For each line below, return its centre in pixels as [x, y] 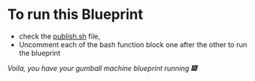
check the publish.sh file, [59, 36]
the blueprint [39, 53]
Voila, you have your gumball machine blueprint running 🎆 [102, 68]
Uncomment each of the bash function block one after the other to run [133, 44]
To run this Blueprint [75, 15]
